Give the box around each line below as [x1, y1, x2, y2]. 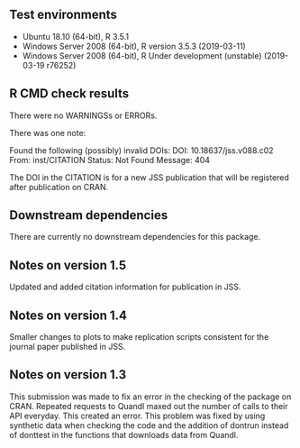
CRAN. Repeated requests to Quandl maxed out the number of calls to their [9, 400, 288, 411]
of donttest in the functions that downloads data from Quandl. [9, 429, 239, 440]
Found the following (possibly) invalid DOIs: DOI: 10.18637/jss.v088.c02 [9, 144, 274, 156]
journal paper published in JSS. [9, 342, 126, 352]
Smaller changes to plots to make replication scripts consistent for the [9, 332, 269, 343]
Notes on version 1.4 [9, 307, 128, 323]
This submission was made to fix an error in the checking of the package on [9, 391, 292, 402]
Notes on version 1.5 [9, 257, 127, 273]
